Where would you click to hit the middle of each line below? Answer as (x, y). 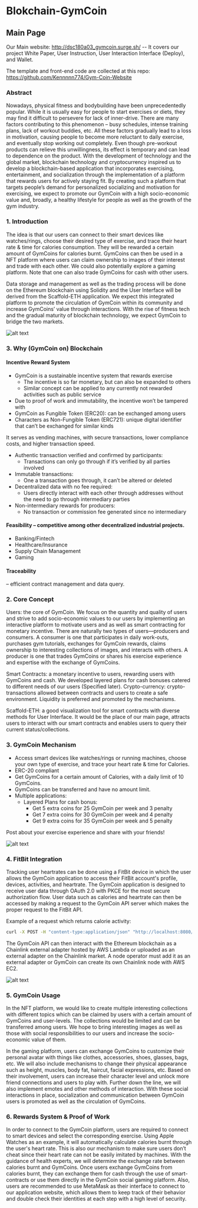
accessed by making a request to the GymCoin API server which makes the (98, 904)
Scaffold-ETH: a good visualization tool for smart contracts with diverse (93, 711)
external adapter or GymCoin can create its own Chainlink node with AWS (95, 962)
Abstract (19, 92)
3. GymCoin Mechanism (41, 745)
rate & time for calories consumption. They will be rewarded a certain (90, 247)
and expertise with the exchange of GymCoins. (63, 663)
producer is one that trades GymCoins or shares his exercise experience (94, 656)
